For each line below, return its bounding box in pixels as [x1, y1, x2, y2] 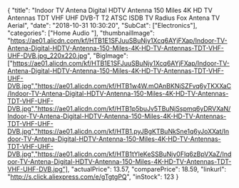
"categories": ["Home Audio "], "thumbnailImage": [7, 28, 155, 37]
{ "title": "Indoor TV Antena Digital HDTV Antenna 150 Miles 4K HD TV [7, 6, 213, 14]
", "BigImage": [86, 51, 128, 60]
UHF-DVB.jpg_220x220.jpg [7, 51, 88, 60]
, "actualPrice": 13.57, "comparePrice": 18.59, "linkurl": [67, 165, 227, 173]
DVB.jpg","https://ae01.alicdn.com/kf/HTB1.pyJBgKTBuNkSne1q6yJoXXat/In [7, 127, 230, 135]
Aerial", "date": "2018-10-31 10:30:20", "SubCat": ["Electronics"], [7, 21, 198, 29]
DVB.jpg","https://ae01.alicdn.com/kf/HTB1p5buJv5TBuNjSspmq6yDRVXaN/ [7, 105, 231, 113]
